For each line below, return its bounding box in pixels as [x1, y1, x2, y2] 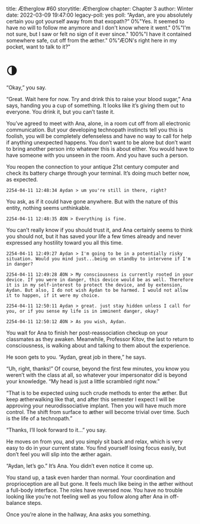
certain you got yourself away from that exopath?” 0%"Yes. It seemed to [6, 18, 185, 25]
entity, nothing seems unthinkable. [6, 204, 91, 211]
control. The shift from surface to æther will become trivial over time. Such [6, 408, 190, 415]
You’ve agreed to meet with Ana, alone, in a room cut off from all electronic [6, 120, 191, 127]
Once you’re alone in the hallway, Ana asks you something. [6, 511, 151, 518]
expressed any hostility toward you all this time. [6, 239, 124, 246]
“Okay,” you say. [6, 84, 47, 91]
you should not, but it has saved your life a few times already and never [6, 233, 182, 240]
